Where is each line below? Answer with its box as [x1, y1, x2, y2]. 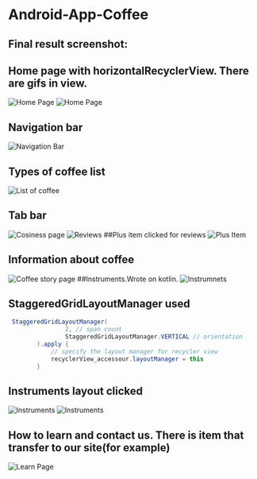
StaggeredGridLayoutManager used [8, 297, 190, 311]
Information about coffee [8, 253, 135, 267]
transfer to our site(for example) [8, 441, 171, 454]
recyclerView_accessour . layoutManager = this [50, 355, 204, 363]
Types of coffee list [8, 164, 105, 178]
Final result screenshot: [8, 37, 128, 51]
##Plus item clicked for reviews [103, 230, 206, 239]
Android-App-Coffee [8, 6, 149, 24]
